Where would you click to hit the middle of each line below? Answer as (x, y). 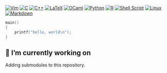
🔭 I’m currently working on (48, 53)
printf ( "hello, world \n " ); (43, 32)
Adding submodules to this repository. (45, 65)
